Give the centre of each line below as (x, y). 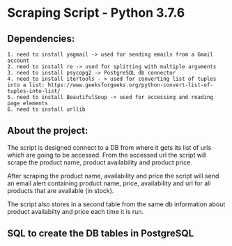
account (18, 61)
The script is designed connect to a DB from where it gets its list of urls (109, 147)
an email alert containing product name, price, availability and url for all (109, 183)
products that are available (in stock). (61, 190)
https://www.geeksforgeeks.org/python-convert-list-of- (131, 85)
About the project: (48, 131)
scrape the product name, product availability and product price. (100, 162)
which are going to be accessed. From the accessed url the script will (107, 155)
